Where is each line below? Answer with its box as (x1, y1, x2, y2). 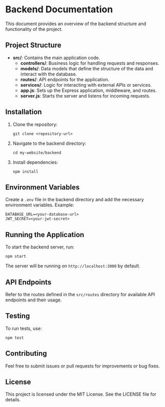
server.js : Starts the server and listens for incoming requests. (20, 92, 151, 99)
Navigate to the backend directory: (12, 140, 87, 146)
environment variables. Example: (5, 202, 74, 208)
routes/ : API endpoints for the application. (20, 76, 110, 83)
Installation (5, 108, 42, 117)
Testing (5, 312, 30, 320)
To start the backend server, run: (5, 244, 75, 250)
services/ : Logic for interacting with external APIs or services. (20, 82, 152, 88)
